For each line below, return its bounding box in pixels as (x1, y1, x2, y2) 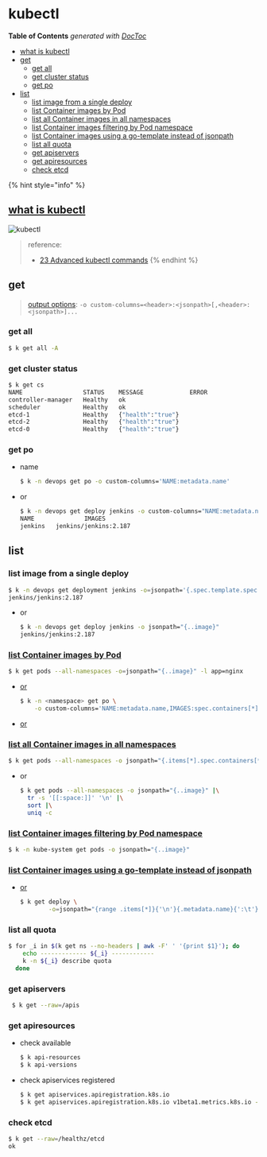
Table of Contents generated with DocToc (8, 31, 147, 41)
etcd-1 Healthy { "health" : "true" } (8, 410, 180, 418)
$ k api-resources (19, 1054, 81, 1062)
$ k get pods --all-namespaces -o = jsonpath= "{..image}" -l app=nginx (8, 667, 244, 676)
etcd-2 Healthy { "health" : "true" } (8, 418, 180, 426)
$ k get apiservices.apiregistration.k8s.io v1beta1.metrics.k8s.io (19, 1098, 252, 1106)
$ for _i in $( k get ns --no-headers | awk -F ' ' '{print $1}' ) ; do (8, 942, 240, 950)
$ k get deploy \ (19, 898, 78, 907)
